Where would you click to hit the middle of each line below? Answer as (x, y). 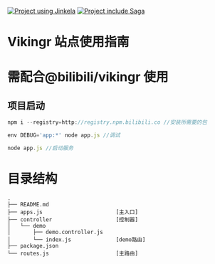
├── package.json (33, 245)
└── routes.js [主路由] (73, 253)
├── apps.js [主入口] (73, 212)
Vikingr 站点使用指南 (68, 42)
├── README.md (28, 204)
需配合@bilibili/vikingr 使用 (88, 77)
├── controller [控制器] (73, 220)
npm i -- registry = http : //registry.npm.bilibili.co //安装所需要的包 (107, 122)
